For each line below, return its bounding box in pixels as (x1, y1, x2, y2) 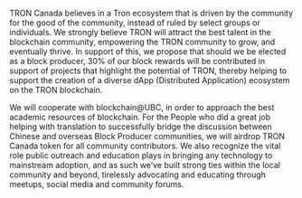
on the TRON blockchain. (9, 85, 103, 95)
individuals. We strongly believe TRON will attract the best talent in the (9, 27, 271, 37)
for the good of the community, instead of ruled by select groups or (9, 17, 260, 28)
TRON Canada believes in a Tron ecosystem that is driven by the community (9, 8, 294, 18)
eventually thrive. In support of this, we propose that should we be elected (9, 46, 287, 57)
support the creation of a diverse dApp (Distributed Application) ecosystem (9, 75, 290, 85)
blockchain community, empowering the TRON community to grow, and (9, 36, 276, 47)
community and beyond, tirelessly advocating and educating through (9, 169, 267, 180)
